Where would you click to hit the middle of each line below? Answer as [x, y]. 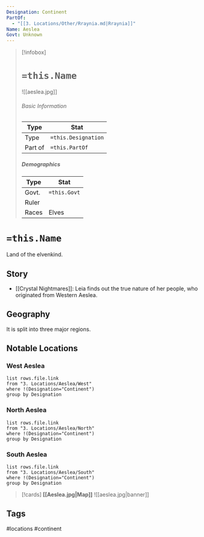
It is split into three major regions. [49, 329]
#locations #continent [34, 528]
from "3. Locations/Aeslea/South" [51, 473]
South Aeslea [27, 454]
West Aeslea [25, 366]
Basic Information [44, 106]
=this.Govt [64, 193]
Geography [28, 315]
